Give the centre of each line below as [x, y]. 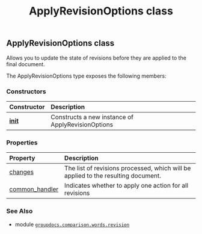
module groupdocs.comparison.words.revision [72, 224]
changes [22, 172]
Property [22, 158]
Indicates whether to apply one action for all [126, 186]
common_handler [34, 189]
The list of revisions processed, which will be [127, 168]
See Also [20, 211]
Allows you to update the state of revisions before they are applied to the [96, 58]
